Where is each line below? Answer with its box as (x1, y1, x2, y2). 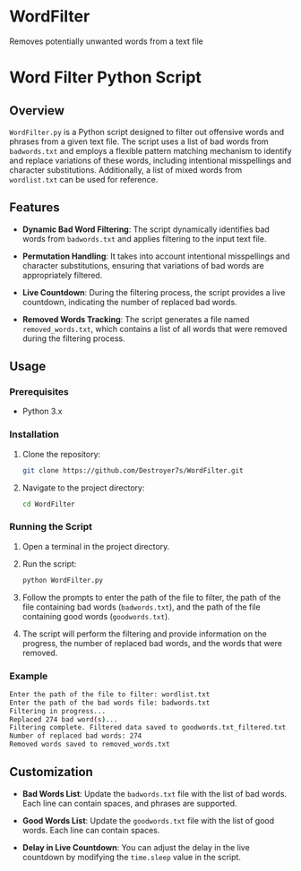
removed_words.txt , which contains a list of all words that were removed (21, 323, 288, 334)
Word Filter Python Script (9, 67, 202, 88)
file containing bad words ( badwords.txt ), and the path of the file (21, 602, 262, 612)
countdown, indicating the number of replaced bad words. (21, 296, 237, 307)
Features (9, 200, 60, 216)
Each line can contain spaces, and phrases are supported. (21, 798, 237, 808)
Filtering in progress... (9, 706, 106, 715)
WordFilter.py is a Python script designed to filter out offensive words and (9, 126, 285, 137)
